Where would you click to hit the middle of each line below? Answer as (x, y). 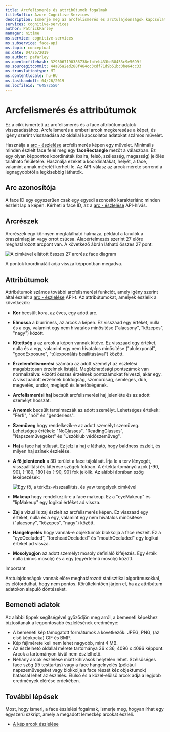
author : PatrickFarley (29, 29)
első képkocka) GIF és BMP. (42, 638)
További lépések (32, 697)
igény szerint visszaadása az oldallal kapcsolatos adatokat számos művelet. (84, 135)
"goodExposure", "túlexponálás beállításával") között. (68, 354)
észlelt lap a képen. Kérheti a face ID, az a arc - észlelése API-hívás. (76, 205)
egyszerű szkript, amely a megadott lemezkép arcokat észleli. (70, 714)
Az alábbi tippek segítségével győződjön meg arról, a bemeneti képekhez (82, 617)
